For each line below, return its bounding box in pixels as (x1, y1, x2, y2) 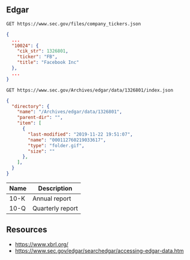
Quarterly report (32, 204, 78, 212)
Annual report (32, 194, 72, 203)
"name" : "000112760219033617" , (28, 137, 106, 143)
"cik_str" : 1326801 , (17, 48, 69, 54)
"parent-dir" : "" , (17, 115, 63, 121)
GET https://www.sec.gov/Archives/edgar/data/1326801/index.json (6, 87, 173, 93)
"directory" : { (11, 103, 50, 109)
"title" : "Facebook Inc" (17, 60, 79, 66)
